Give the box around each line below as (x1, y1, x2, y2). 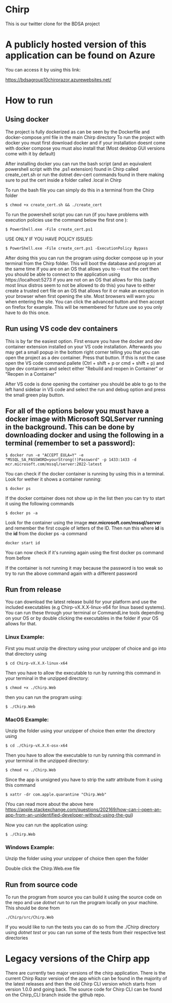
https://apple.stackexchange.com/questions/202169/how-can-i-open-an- (5, 806, 162, 813)
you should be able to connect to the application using (5, 271, 121, 277)
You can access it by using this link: (5, 66, 81, 73)
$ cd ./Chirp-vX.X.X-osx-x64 (5, 743, 68, 748)
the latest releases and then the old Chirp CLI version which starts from (5, 980, 156, 987)
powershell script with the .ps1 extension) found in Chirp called (5, 166, 139, 172)
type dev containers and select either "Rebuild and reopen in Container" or (5, 365, 164, 372)
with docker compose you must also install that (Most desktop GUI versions (5, 145, 165, 151)
